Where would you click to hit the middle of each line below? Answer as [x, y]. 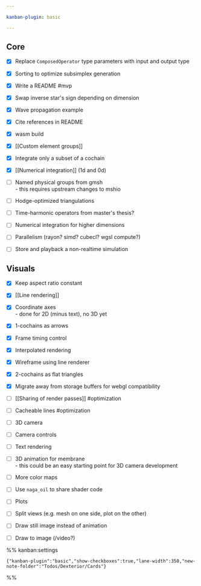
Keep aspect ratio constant [49, 283]
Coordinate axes [35, 307]
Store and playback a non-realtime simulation [72, 249]
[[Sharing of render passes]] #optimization [68, 398]
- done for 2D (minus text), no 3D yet [61, 314]
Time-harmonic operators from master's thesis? [75, 213]
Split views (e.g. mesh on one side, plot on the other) [81, 514]
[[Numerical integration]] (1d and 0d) [61, 170]
